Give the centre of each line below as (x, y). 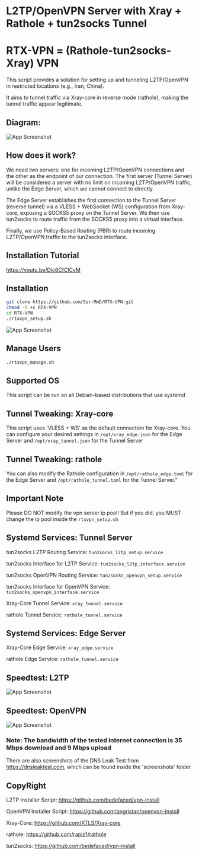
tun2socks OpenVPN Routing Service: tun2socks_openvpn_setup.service (94, 575)
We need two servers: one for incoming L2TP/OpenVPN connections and (95, 170)
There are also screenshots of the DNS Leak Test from (73, 761)
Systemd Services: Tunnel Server (69, 538)
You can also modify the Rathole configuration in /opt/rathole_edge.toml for (99, 473)
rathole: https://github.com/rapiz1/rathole (56, 834)
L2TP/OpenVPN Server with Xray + (94, 11)
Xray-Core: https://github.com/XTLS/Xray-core (63, 823)
